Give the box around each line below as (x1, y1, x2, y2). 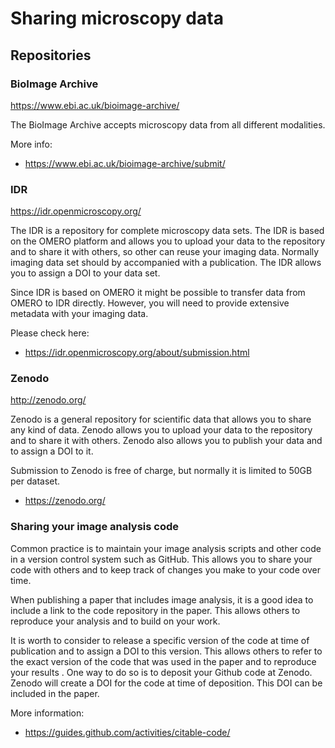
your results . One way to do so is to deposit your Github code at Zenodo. (10, 666, 313, 678)
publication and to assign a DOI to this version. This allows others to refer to (10, 645, 323, 657)
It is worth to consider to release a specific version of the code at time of (10, 634, 310, 646)
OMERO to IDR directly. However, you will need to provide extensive (10, 297, 290, 309)
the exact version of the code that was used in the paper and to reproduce (10, 655, 317, 667)
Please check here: (10, 327, 90, 339)
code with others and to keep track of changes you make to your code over (10, 563, 321, 576)
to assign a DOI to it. (10, 445, 94, 457)
